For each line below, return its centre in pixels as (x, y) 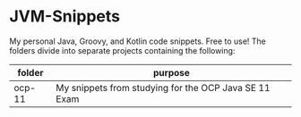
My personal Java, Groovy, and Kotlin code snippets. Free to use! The (138, 41)
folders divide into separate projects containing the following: (122, 50)
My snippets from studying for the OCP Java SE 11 (163, 88)
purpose (172, 72)
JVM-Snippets (65, 17)
